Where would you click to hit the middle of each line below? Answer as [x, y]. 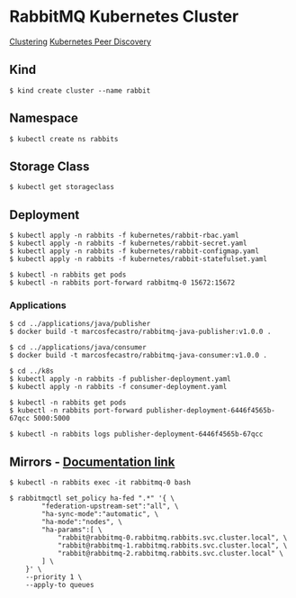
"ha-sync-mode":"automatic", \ [100, 514]
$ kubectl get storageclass [62, 187]
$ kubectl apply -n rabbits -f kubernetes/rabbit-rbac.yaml [125, 236]
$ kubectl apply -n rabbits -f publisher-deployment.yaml [120, 379]
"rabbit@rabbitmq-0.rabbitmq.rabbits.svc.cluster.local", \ [172, 538]
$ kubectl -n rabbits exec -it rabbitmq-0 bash [100, 483]
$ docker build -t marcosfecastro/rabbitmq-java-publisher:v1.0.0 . [140, 332]
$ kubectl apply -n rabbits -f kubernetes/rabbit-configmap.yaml [134, 251]
